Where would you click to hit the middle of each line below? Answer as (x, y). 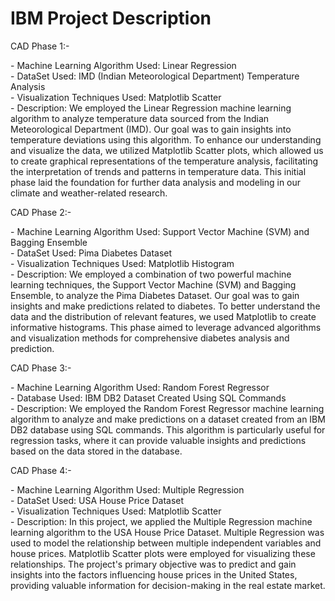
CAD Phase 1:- (40, 46)
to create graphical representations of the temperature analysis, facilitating (164, 161)
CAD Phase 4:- (41, 470)
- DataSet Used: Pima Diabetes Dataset (91, 253)
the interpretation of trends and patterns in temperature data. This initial (158, 171)
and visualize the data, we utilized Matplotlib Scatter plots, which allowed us (167, 150)
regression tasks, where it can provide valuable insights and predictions (158, 440)
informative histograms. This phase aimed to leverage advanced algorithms (166, 327)
